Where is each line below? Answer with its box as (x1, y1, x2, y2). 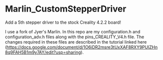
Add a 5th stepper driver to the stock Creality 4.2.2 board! (5, 19, 122, 25)
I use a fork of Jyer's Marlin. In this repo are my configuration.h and (5, 29, 140, 34)
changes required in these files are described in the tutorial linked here (5, 39, 147, 45)
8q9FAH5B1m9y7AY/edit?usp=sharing (5, 49, 81, 55)
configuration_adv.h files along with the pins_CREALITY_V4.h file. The (5, 34, 145, 40)
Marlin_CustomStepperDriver (5, 3, 127, 15)
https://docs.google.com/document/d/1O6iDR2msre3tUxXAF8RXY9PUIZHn (6, 44, 158, 50)
